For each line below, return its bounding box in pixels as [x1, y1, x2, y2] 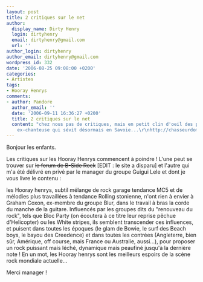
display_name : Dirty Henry [11, 25, 80, 32]
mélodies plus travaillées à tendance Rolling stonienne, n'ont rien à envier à [6, 193, 194, 200]
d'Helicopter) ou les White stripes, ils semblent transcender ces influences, [6, 218, 193, 226]
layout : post [6, 8, 39, 15]
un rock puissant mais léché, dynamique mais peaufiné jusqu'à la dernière [6, 244, 192, 251]
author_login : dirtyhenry [6, 48, 71, 54]
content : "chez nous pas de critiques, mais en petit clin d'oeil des [11, 122, 193, 128]
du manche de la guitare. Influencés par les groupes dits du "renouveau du [6, 206, 193, 212]
